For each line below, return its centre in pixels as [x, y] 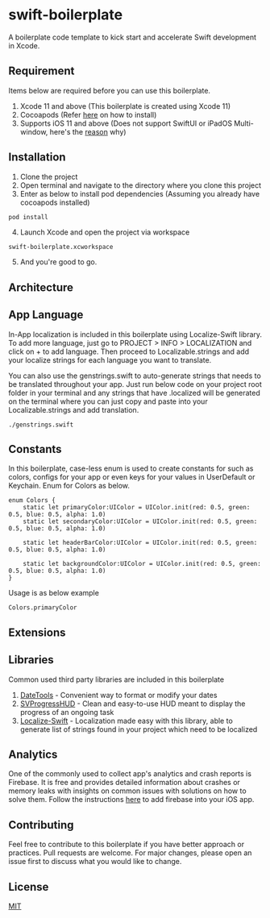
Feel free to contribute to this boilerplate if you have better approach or [126, 845]
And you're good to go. [58, 262]
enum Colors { [32, 501]
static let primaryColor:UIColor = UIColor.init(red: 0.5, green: [137, 508]
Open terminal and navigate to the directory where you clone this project [141, 185]
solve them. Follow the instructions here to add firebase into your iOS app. [131, 800]
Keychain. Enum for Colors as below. [69, 486]
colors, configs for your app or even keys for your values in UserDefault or [132, 477]
